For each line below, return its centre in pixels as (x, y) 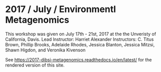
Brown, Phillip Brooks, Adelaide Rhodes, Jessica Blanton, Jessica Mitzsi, (80, 44)
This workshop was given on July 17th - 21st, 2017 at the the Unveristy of (81, 34)
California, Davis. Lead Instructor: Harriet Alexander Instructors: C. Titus (79, 39)
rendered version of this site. (35, 65)
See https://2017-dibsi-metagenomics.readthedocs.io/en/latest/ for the (78, 59)
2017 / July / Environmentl (61, 9)
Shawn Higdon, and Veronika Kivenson (45, 50)
